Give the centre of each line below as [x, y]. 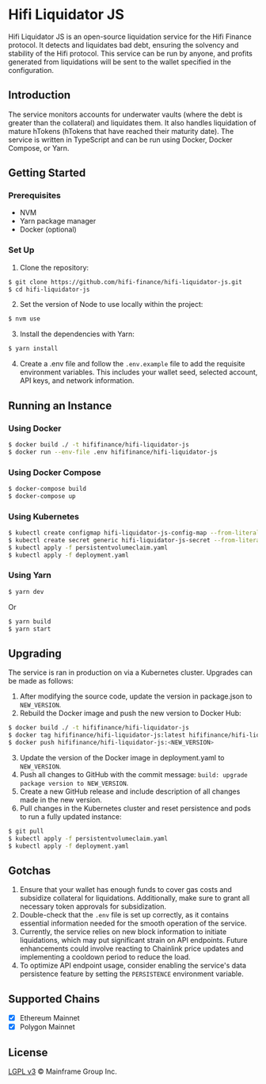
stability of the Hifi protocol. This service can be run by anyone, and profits [131, 53]
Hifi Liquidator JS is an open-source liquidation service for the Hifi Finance [130, 36]
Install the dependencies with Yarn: [77, 334]
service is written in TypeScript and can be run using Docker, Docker [120, 140]
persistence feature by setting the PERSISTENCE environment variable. [131, 974]
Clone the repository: [54, 267]
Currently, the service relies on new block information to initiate [123, 932]
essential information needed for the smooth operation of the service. [133, 923]
